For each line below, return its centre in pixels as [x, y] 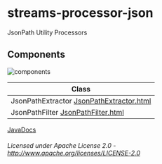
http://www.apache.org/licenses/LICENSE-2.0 [74, 153]
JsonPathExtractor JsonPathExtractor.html [81, 101]
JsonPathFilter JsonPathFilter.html [67, 112]
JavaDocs [22, 130]
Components [36, 55]
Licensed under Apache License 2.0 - [62, 146]
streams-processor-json [80, 13]
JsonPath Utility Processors [47, 32]
